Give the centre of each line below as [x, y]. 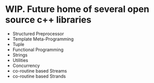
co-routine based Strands [39, 76]
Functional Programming [38, 49]
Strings [20, 55]
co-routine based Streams [40, 70]
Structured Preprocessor [38, 33]
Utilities [20, 60]
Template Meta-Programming [43, 39]
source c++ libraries [48, 20]
